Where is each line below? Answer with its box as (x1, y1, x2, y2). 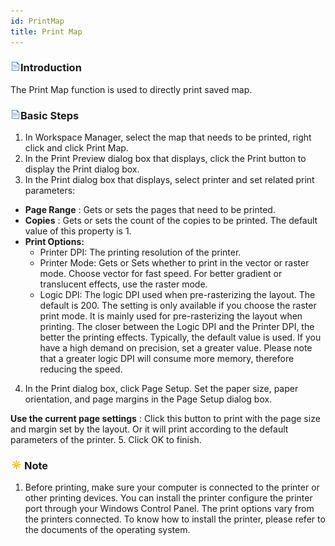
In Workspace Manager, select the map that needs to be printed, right (24, 131, 312, 144)
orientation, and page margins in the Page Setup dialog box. (24, 393, 273, 405)
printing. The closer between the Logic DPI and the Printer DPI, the (39, 321, 315, 333)
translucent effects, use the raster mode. (39, 278, 208, 290)
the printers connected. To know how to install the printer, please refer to (24, 513, 326, 525)
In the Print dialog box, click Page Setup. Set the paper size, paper (24, 383, 299, 395)
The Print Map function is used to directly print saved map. (10, 83, 253, 95)
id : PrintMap (10, 16, 65, 26)
